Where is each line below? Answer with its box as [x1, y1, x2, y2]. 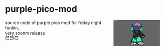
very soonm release [5, 30, 46, 36]
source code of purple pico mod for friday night [5, 20, 102, 25]
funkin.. [5, 25, 21, 30]
